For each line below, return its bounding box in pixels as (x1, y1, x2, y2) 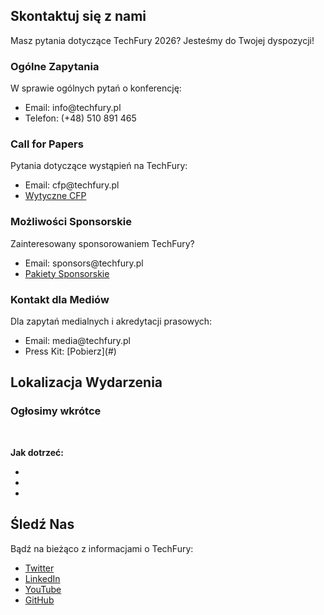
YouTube (24, 583, 62, 595)
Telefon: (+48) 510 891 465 (24, 112, 137, 124)
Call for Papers (10, 137, 84, 151)
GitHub (24, 594, 55, 606)
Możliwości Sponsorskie (10, 215, 132, 229)
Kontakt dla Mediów (10, 292, 110, 306)
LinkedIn (24, 572, 61, 584)
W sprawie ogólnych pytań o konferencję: (10, 82, 182, 94)
